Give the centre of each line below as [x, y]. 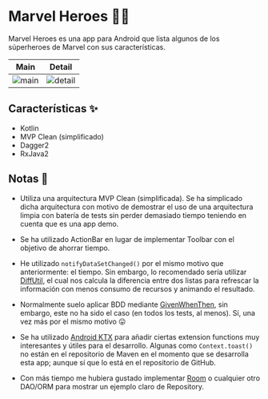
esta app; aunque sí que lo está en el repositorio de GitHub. [118, 362]
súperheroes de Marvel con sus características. [87, 46]
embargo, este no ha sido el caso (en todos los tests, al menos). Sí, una [138, 312]
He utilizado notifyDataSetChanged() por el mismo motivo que [122, 263]
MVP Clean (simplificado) [62, 136]
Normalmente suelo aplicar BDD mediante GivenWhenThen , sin [124, 304]
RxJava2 [34, 153]
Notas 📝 [28, 179]
